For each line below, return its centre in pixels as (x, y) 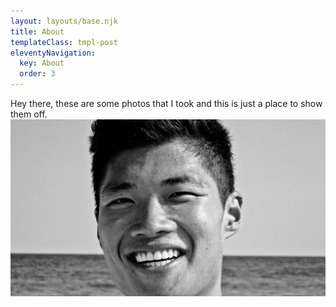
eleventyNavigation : (53, 53)
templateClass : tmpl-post (64, 42)
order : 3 (37, 74)
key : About (42, 63)
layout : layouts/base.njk (64, 21)
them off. (29, 114)
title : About (37, 31)
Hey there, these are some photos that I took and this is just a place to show (166, 103)
